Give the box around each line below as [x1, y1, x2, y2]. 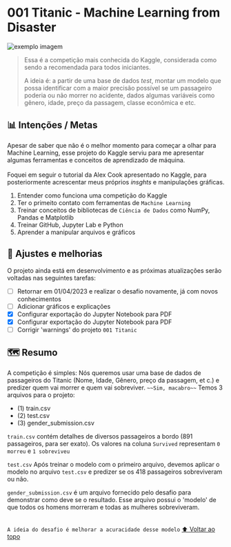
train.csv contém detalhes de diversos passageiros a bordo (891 [7, 432, 193, 440]
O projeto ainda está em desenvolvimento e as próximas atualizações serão [7, 266, 222, 274]
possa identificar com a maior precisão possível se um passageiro [23, 84, 212, 92]
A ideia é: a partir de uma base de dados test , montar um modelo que [23, 76, 222, 84]
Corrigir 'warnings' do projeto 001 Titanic [17, 325, 137, 334]
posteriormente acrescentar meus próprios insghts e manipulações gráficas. [7, 177, 225, 186]
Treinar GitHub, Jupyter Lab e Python [17, 220, 123, 229]
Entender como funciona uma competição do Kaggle [17, 191, 168, 200]
